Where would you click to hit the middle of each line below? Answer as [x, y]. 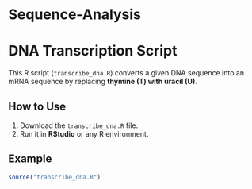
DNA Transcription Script [93, 51]
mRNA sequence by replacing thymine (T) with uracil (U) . [103, 82]
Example [30, 159]
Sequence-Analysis [74, 15]
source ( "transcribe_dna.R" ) [55, 177]
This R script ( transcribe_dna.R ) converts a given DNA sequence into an [126, 73]
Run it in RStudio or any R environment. [84, 133]
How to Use [37, 106]
